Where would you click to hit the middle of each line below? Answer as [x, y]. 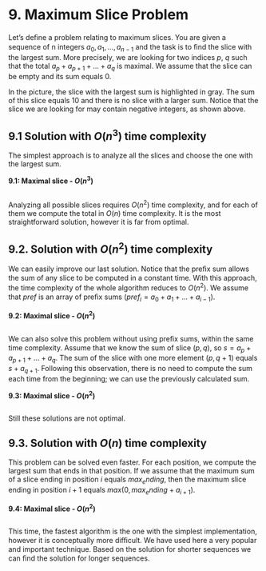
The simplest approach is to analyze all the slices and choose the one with [131, 156]
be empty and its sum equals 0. [60, 76]
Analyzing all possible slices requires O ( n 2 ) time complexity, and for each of [133, 204]
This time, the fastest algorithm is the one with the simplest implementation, [133, 531]
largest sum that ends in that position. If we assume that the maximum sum [132, 471]
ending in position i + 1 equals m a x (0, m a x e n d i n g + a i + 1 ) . [102, 491]
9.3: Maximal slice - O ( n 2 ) [52, 395]
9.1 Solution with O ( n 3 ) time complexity [107, 135]
